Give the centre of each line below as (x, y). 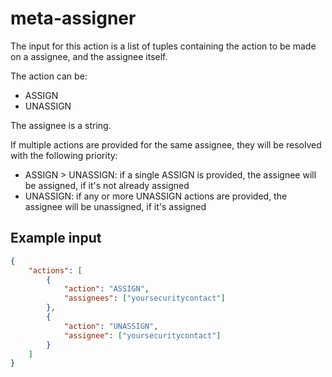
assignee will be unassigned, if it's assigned (115, 206)
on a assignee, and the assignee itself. (89, 56)
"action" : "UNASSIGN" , (111, 326)
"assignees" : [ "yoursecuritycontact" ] (144, 298)
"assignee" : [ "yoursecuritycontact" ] (142, 335)
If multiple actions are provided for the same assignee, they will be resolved (166, 144)
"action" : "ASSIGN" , (106, 289)
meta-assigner (73, 18)
